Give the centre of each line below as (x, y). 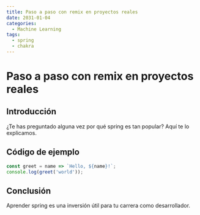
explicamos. (21, 133)
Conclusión (29, 191)
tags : (13, 35)
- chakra (23, 46)
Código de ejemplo (43, 152)
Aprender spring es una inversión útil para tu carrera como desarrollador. (98, 206)
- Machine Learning (37, 29)
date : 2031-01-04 (28, 18)
